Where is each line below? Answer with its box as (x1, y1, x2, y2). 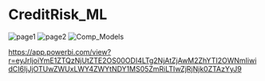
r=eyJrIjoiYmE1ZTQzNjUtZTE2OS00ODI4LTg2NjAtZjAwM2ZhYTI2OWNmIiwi (8, 56, 257, 65)
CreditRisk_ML (8, 6, 108, 24)
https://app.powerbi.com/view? (8, 47, 112, 56)
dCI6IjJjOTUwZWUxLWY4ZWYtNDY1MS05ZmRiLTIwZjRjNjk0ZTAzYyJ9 (8, 64, 242, 73)
